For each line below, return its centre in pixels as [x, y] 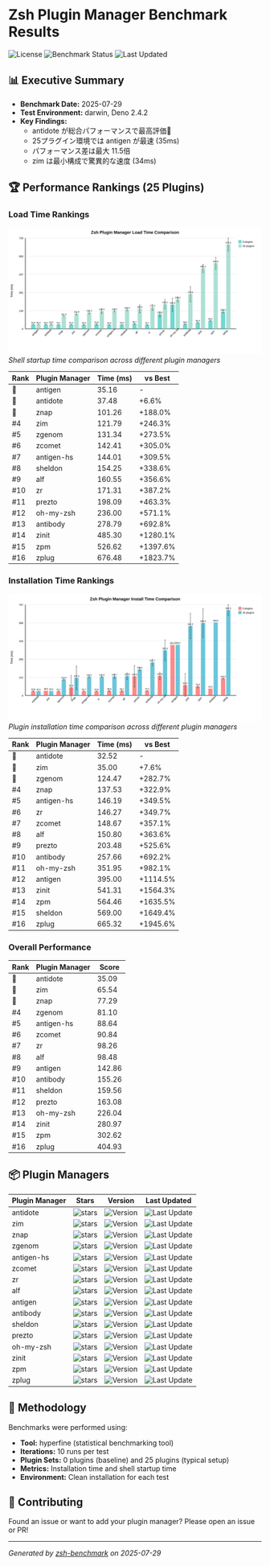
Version [121, 1201]
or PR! [18, 1530]
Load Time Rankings [49, 215]
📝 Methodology [47, 1408]
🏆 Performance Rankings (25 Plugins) [106, 188]
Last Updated [169, 1201]
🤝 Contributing [46, 1502]
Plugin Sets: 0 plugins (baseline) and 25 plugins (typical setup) [125, 1460]
